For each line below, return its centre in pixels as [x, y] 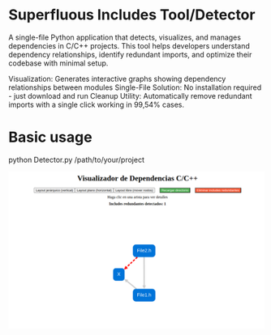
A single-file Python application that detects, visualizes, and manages [125, 37]
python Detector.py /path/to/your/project [76, 159]
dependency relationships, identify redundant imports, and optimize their [130, 54]
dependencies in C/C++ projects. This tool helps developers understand [129, 45]
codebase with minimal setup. [58, 63]
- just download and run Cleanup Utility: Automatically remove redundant [131, 95]
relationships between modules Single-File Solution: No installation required [135, 87]
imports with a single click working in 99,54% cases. [97, 104]
